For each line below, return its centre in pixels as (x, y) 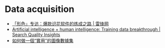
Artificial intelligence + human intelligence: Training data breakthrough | (86, 29)
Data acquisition (39, 9)
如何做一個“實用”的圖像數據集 (43, 40)
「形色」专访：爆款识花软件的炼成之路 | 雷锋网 (60, 23)
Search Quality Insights (36, 34)
